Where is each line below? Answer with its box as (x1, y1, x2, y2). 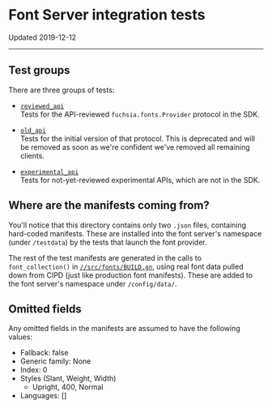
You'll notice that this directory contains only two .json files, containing (8, 220, 247, 230)
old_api (19, 126, 46, 134)
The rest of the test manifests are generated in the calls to (8, 253, 202, 262)
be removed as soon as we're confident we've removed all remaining (19, 142, 251, 151)
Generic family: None (19, 356, 91, 366)
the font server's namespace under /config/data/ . (8, 278, 177, 288)
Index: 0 (19, 365, 48, 375)
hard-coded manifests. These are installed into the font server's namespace (8, 228, 262, 238)
